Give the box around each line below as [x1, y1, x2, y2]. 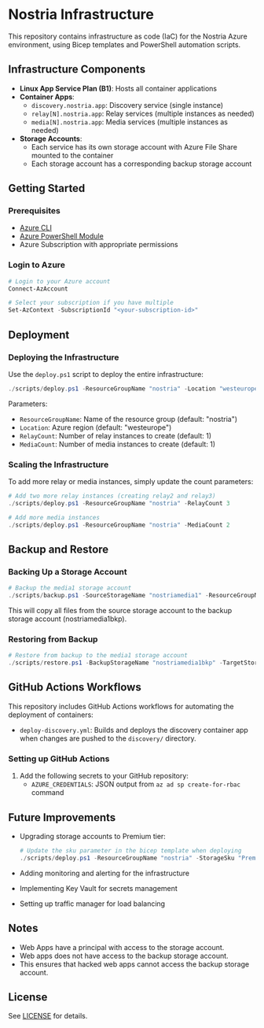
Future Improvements [8, 811, 116, 824]
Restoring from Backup [8, 634, 98, 645]
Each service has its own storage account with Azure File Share [31, 142, 238, 151]
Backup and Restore [8, 542, 109, 556]
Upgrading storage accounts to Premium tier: [19, 832, 167, 841]
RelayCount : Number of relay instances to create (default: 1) [19, 431, 212, 440]
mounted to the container [31, 150, 114, 160]
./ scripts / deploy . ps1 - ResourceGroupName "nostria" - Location [8, 384, 216, 393]
